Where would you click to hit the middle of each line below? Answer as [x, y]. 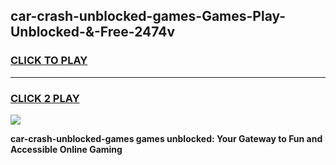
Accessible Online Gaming [66, 149]
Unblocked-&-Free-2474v [93, 32]
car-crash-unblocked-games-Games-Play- [148, 16]
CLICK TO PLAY [49, 61]
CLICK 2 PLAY [45, 98]
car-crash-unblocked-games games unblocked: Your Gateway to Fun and [166, 138]
